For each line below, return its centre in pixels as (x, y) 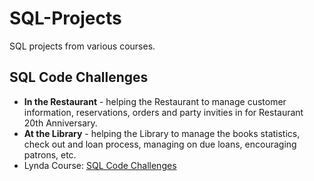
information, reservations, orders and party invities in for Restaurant (163, 112)
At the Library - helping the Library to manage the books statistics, (162, 133)
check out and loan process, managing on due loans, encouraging (160, 144)
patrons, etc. (50, 154)
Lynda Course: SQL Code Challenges (100, 165)
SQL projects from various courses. (82, 46)
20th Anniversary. (60, 123)
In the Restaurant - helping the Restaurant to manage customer (155, 101)
